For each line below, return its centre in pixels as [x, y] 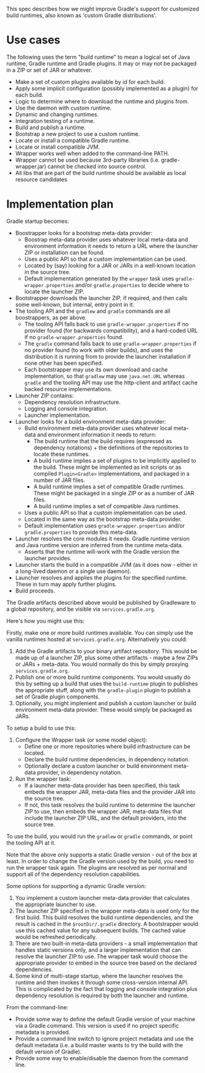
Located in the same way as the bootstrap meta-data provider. [103, 519]
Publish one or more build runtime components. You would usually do [103, 677]
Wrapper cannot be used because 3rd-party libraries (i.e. [88, 160]
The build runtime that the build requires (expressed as [103, 441]
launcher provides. [48, 558]
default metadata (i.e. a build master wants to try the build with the [99, 1045]
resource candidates [41, 179]
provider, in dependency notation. [80, 772]
